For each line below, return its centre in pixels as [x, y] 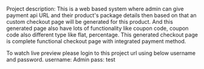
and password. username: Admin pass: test [61, 60]
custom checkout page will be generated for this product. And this [90, 22]
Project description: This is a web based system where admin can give [95, 9]
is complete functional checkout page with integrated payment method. [96, 41]
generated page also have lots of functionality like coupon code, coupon [98, 28]
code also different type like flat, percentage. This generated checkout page [102, 35]
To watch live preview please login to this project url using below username [101, 53]
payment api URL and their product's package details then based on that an [101, 15]
